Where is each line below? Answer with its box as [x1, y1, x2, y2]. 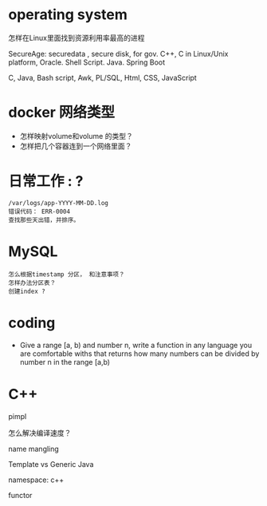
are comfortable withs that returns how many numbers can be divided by [19, 349, 260, 358]
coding [8, 314, 56, 332]
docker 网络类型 [8, 104, 116, 121]
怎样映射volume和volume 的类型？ [19, 131, 133, 140]
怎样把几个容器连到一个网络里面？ [19, 141, 132, 151]
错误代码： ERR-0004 [8, 208, 70, 215]
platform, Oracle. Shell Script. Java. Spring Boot [8, 57, 166, 67]
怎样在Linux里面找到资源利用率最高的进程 [8, 33, 145, 42]
